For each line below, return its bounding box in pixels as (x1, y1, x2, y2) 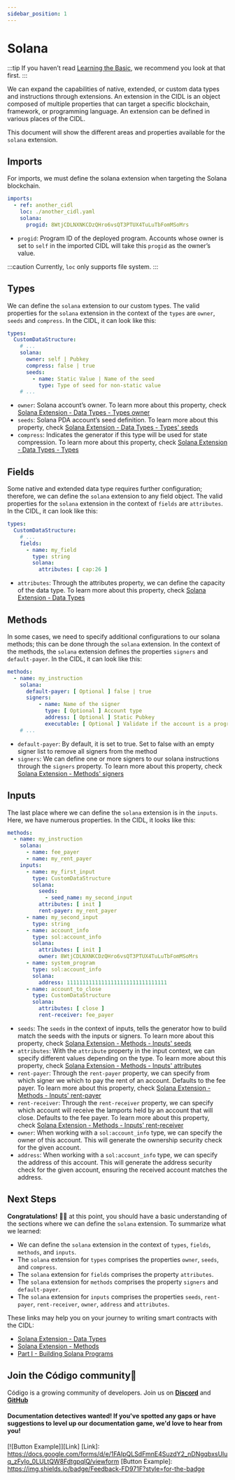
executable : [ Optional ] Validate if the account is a (44, 720, 211, 727)
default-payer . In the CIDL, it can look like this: (7, 654, 142, 663)
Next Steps (7, 1194, 57, 1205)
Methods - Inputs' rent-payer (17, 1091, 101, 1100)
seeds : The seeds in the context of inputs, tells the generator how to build (17, 1024, 227, 1032)
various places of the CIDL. (7, 114, 86, 123)
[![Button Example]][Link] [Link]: (7, 1442, 100, 1451)
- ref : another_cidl (13, 202, 73, 209)
